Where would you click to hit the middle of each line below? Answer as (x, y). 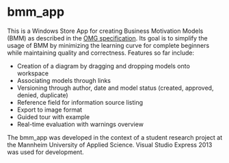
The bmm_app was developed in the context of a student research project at (115, 137)
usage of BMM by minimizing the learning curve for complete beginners (108, 45)
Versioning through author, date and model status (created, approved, (115, 88)
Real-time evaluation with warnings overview (80, 124)
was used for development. (45, 152)
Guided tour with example (53, 116)
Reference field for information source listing (80, 102)
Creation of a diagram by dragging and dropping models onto (103, 66)
